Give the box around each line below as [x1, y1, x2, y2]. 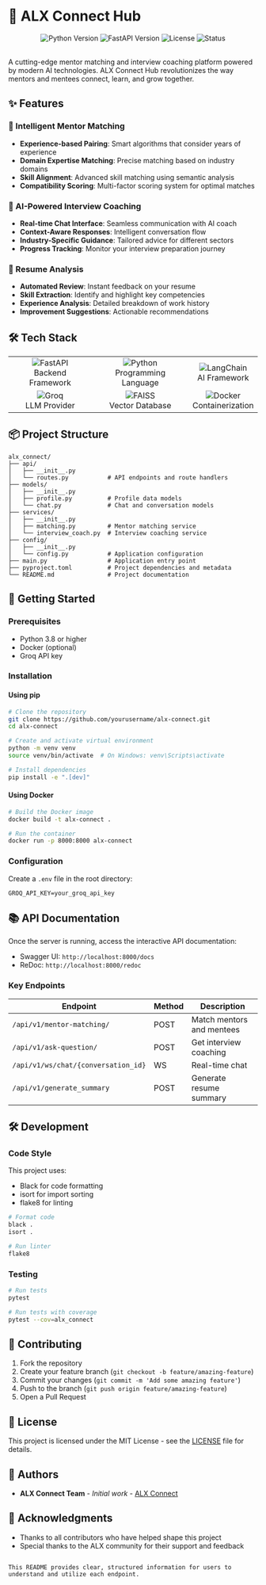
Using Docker [8, 790, 54, 800]
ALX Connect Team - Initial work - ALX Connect [19, 1489, 178, 1499]
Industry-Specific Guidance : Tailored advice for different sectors [19, 235, 234, 245]
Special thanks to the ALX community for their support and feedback [19, 1541, 245, 1550]
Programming [114, 368, 166, 379]
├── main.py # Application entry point [8, 556, 196, 565]
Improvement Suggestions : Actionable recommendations [19, 307, 209, 316]
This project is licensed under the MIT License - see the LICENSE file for [8, 1436, 244, 1446]
